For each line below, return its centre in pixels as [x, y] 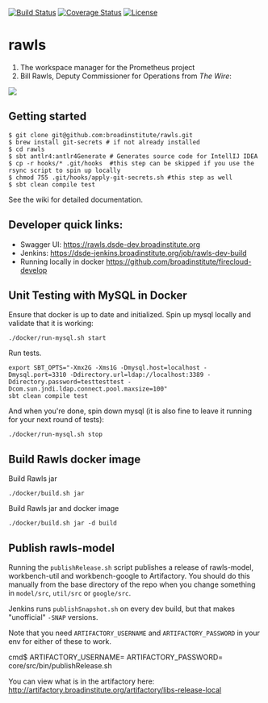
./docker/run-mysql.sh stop [56, 435]
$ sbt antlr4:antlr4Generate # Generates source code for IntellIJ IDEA [133, 156]
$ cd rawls [27, 149]
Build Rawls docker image [75, 459]
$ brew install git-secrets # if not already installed [104, 142]
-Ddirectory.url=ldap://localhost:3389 [137, 375]
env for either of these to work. [60, 641]
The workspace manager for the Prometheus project [107, 67]
